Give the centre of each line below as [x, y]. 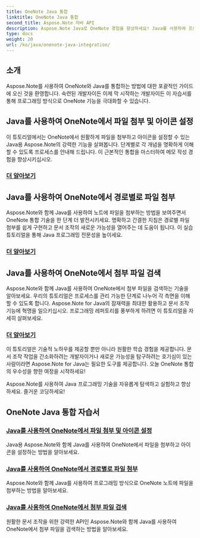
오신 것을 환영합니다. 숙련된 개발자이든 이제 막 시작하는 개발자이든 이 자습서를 [102, 93]
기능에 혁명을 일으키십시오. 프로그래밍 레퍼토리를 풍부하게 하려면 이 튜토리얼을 [97, 311]
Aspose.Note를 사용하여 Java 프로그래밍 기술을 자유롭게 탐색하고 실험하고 [93, 384]
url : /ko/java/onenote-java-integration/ [58, 45]
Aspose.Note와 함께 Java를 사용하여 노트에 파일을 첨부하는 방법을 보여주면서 [96, 212]
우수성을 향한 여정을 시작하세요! [49, 371]
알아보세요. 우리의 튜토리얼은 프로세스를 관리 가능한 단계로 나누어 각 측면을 [93, 296]
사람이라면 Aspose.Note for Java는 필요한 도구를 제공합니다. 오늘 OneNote [94, 364]
